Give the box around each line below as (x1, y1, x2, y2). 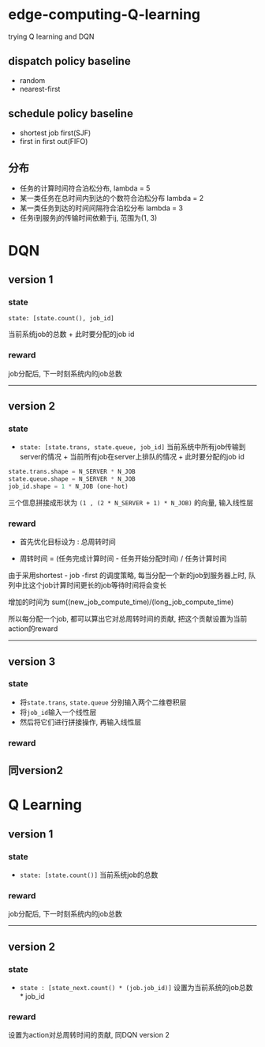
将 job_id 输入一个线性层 (19, 707, 97, 716)
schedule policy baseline (8, 107, 134, 120)
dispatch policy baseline (8, 55, 132, 68)
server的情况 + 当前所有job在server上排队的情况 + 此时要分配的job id (19, 452, 244, 462)
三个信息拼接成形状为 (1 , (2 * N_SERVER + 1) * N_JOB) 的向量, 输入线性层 (8, 497, 254, 507)
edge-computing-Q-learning (8, 6, 201, 24)
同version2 (8, 764, 63, 777)
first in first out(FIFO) (19, 136, 88, 146)
